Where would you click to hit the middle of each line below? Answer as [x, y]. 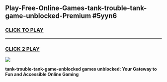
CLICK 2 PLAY [22, 49]
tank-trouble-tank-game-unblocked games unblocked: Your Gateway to [81, 69]
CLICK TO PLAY [24, 30]
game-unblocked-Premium [48, 16]
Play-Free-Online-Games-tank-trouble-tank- [76, 8]
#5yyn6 [105, 16]
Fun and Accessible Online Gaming [42, 74]
